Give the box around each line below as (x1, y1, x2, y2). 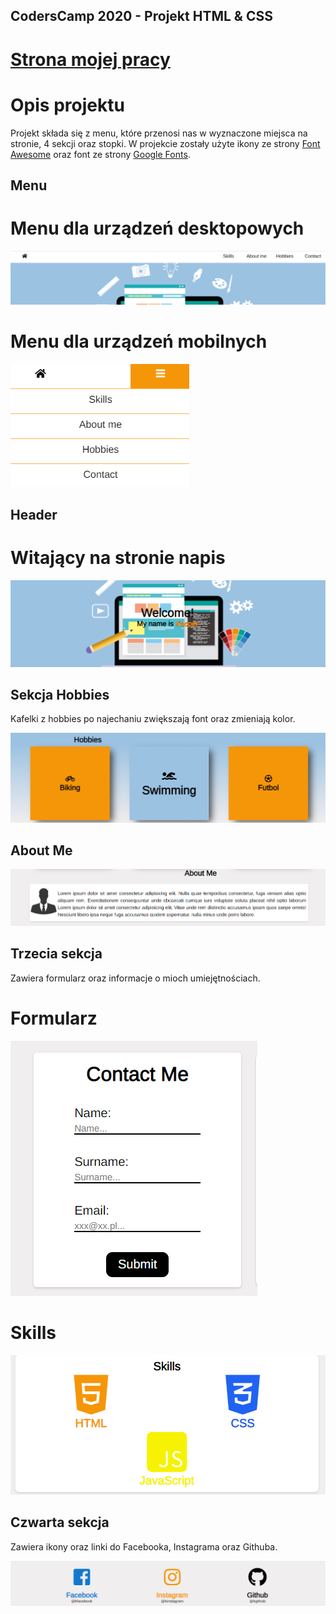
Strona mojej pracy (10, 48, 171, 71)
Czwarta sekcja (10, 1514, 110, 1531)
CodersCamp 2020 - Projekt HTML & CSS (10, 8, 273, 25)
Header (10, 507, 58, 524)
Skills (10, 1321, 57, 1344)
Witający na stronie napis (10, 547, 226, 569)
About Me (10, 842, 73, 859)
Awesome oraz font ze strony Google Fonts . (10, 148, 191, 160)
